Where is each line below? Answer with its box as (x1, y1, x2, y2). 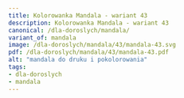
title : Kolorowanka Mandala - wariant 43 (8, 11, 148, 20)
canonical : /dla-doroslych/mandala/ (8, 26, 130, 34)
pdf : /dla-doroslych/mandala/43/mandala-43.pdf (8, 48, 170, 56)
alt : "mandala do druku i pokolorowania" (8, 56, 148, 64)
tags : (8, 63, 26, 71)
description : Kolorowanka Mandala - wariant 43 (8, 19, 170, 27)
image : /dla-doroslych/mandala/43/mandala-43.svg (8, 41, 177, 49)
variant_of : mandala (8, 33, 77, 42)
